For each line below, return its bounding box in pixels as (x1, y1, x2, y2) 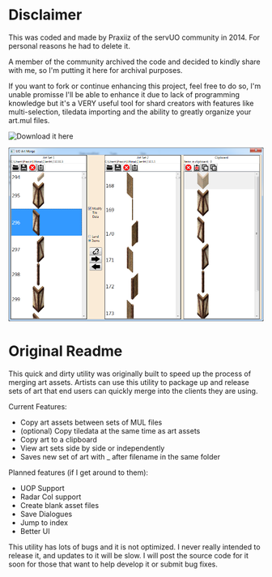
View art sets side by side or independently (19, 443, 165, 453)
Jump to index (19, 518, 69, 528)
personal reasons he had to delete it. (8, 41, 131, 50)
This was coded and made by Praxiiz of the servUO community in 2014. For (8, 32, 261, 42)
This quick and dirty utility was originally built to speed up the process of (8, 369, 252, 378)
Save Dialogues (19, 509, 73, 519)
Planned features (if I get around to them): (8, 468, 148, 477)
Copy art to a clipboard (19, 435, 97, 445)
